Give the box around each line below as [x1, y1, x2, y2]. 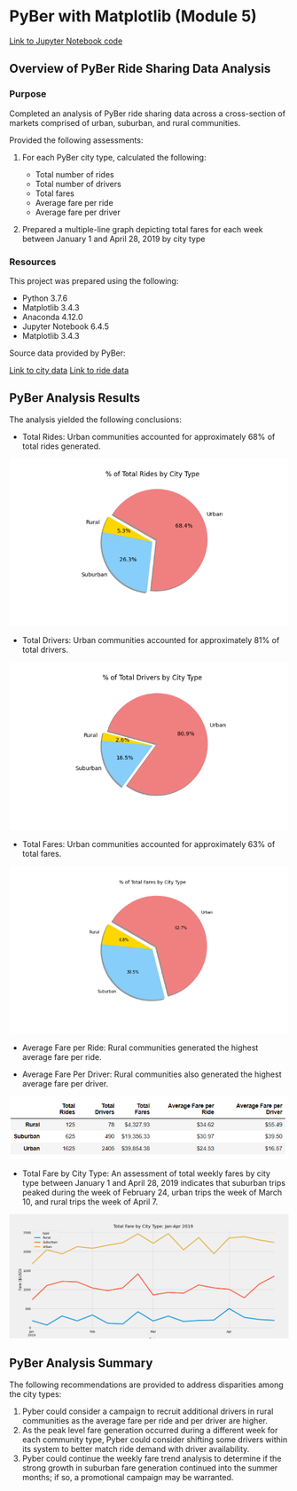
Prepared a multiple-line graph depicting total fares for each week [21, 224, 263, 234]
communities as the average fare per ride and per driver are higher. [21, 1415, 268, 1425]
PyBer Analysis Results [9, 390, 141, 405]
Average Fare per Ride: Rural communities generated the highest [21, 1042, 259, 1053]
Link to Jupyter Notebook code [9, 35, 123, 46]
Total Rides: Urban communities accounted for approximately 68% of [21, 431, 276, 442]
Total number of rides [35, 169, 114, 179]
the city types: [9, 1388, 62, 1399]
